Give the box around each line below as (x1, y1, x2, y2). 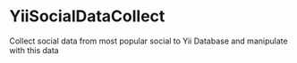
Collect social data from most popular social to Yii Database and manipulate (9, 35, 288, 46)
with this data (9, 44, 60, 55)
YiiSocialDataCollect (9, 6, 165, 27)
